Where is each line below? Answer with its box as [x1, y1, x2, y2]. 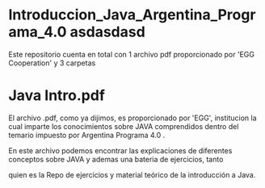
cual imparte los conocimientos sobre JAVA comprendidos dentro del [8, 121, 239, 131]
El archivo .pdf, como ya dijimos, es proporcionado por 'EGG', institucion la [8, 113, 257, 123]
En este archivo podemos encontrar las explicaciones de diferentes [8, 145, 233, 155]
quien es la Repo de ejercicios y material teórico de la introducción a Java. [8, 169, 256, 179]
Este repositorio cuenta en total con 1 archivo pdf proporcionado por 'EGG [8, 49, 254, 59]
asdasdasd [69, 23, 145, 41]
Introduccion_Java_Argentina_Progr [8, 6, 256, 24]
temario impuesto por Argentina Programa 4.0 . [8, 130, 166, 140]
